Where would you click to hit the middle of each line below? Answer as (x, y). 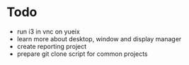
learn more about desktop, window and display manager (99, 38)
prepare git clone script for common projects (82, 54)
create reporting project (52, 46)
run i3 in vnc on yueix (48, 31)
